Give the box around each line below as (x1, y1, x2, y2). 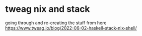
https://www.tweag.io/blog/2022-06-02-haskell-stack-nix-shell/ (5, 25, 137, 31)
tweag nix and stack (5, 3, 90, 15)
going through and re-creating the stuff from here (5, 20, 107, 26)
